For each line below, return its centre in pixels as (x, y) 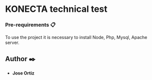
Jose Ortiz (23, 73)
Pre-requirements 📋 (31, 25)
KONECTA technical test (56, 9)
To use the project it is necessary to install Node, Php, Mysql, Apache (76, 38)
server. (12, 42)
